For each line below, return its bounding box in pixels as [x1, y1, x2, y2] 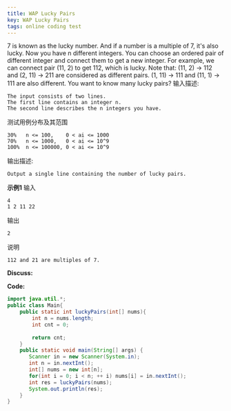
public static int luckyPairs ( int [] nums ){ [19, 308, 147, 316]
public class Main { [7, 302, 63, 309]
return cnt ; [32, 334, 67, 341]
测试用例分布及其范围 [7, 118, 68, 126]
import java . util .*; [7, 296, 67, 303]
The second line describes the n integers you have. [7, 105, 162, 112]
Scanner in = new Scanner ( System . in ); [28, 353, 140, 361]
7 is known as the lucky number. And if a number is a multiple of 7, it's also [7, 42, 219, 50]
